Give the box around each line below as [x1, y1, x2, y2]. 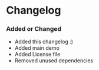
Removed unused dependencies [14, 57, 93, 64]
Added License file [14, 51, 61, 58]
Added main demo [14, 44, 60, 52]
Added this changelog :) [14, 38, 74, 45]
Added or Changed [6, 25, 62, 33]
